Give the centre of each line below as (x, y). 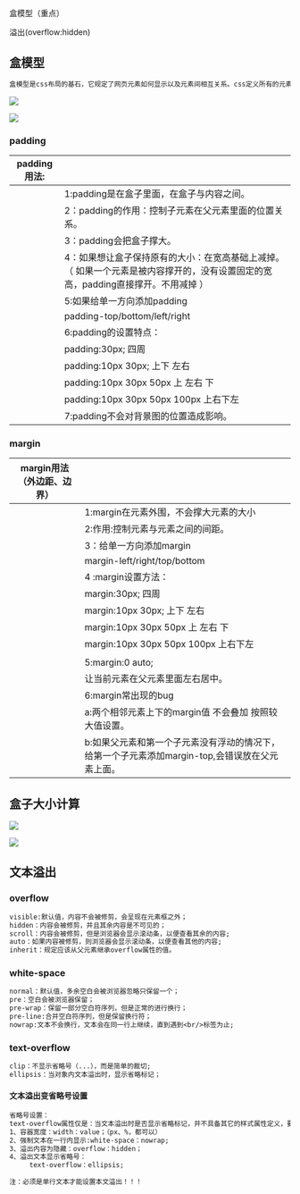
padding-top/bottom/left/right (127, 315)
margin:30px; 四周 (122, 594)
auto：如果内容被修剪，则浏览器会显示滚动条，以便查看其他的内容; (116, 942)
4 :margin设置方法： (127, 577)
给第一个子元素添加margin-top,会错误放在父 (177, 756)
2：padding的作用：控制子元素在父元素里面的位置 (169, 210)
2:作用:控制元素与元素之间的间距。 (157, 529)
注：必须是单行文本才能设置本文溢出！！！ (76, 1182)
